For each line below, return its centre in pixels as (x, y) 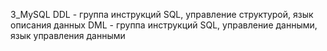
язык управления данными (68, 35)
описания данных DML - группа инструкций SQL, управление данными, (164, 25)
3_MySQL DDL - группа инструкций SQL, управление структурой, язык (162, 14)
